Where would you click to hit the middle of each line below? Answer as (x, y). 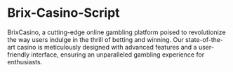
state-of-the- (204, 39)
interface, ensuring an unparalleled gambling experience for (118, 55)
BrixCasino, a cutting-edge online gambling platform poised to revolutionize (116, 32)
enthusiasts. (25, 62)
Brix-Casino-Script (64, 13)
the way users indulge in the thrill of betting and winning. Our (95, 39)
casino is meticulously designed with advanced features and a (107, 47)
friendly (19, 55)
